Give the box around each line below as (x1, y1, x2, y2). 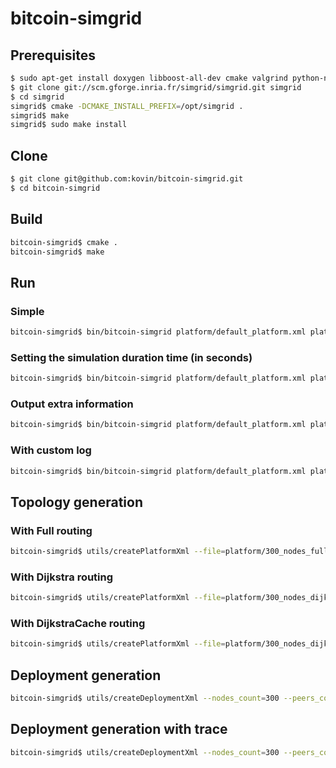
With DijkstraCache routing (10, 617, 146, 631)
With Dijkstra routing (10, 570, 114, 584)
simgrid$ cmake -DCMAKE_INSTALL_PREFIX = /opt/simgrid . (10, 101, 244, 111)
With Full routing (10, 523, 93, 537)
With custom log (10, 443, 92, 457)
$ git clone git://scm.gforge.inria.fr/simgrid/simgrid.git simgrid (10, 82, 302, 92)
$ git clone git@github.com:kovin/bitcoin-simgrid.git (10, 174, 244, 184)
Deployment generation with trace (10, 721, 228, 738)
